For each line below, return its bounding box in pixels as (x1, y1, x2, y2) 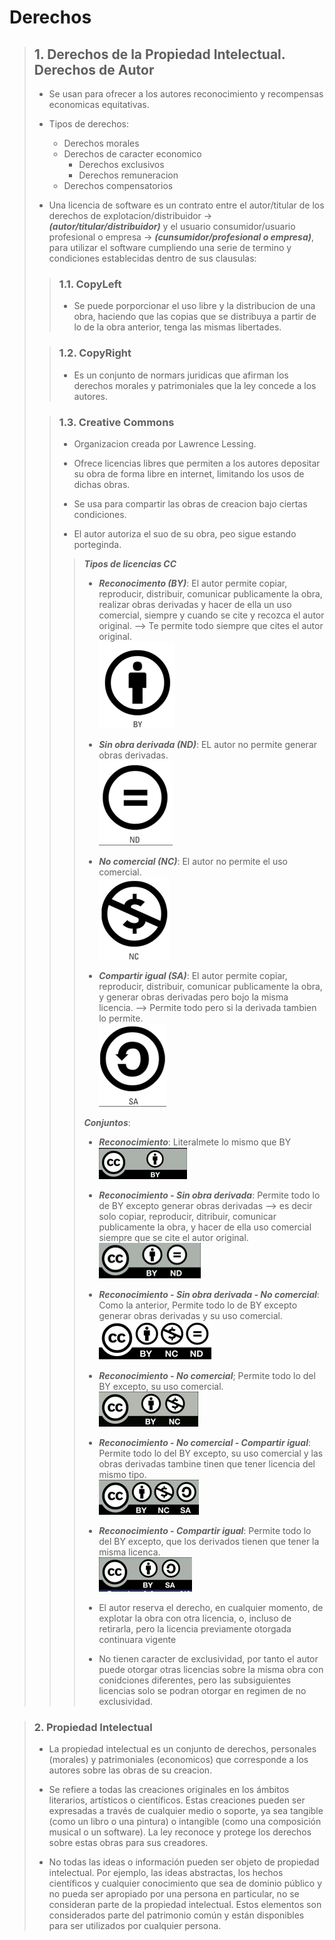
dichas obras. (73, 478, 131, 490)
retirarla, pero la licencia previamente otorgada (98, 1622, 292, 1635)
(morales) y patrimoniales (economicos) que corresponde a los (48, 1754, 309, 1766)
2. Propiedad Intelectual (33, 1720, 153, 1734)
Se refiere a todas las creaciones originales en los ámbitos (48, 1784, 290, 1796)
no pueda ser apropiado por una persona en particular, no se (48, 1888, 300, 1900)
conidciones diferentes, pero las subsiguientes (98, 1674, 292, 1686)
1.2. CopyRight (58, 346, 132, 360)
